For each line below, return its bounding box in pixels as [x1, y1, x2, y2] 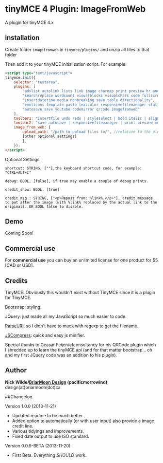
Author [5, 366, 27, 374]
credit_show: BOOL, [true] [5, 187, 60, 192]
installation [5, 34, 40, 42]
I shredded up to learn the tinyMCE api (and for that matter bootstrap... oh [5, 347, 153, 352]
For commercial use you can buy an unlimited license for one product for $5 [5, 257, 158, 263]
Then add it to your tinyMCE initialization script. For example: [5, 61, 127, 67]
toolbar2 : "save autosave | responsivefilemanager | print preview [14, 120, 153, 125]
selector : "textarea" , [14, 79, 60, 85]
